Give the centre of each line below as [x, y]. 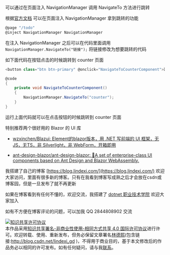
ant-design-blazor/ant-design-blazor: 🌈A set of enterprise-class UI [82, 155]
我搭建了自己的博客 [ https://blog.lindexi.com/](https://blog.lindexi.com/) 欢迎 [85, 171]
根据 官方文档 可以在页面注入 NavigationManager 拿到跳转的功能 [72, 18]
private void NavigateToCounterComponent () [61, 88]
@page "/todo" [20, 28]
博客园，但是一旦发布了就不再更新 [41, 183]
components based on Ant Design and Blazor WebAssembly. [76, 160]
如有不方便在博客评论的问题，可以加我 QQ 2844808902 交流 [69, 211]
